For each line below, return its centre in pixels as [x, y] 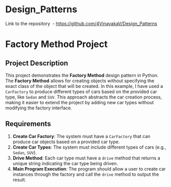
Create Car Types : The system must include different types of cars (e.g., [89, 147]
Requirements [28, 124]
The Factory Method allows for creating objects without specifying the [80, 81]
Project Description [37, 63]
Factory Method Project [57, 44]
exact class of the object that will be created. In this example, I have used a [84, 86]
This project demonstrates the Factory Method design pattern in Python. [82, 75]
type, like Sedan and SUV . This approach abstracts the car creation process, [84, 97]
